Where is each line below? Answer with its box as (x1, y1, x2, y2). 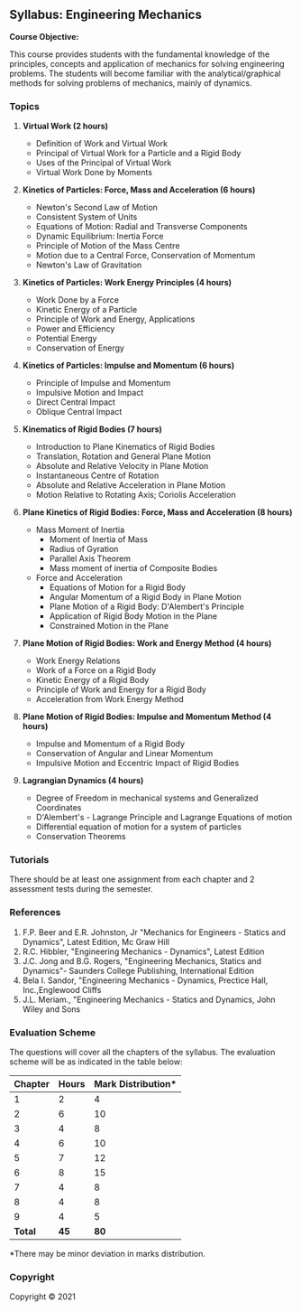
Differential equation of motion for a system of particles (35, 821, 242, 832)
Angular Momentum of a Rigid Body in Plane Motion (49, 592, 242, 603)
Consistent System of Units (35, 211, 138, 222)
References (9, 906, 61, 919)
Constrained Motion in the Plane (49, 621, 169, 632)
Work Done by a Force (35, 295, 120, 305)
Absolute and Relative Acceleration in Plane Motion (35, 480, 226, 491)
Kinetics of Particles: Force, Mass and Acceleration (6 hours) (22, 184, 256, 195)
